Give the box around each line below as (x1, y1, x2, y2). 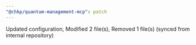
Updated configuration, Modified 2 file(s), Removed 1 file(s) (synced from (5, 25, 190, 32)
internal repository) (5, 31, 54, 39)
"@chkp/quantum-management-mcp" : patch (5, 8, 107, 15)
